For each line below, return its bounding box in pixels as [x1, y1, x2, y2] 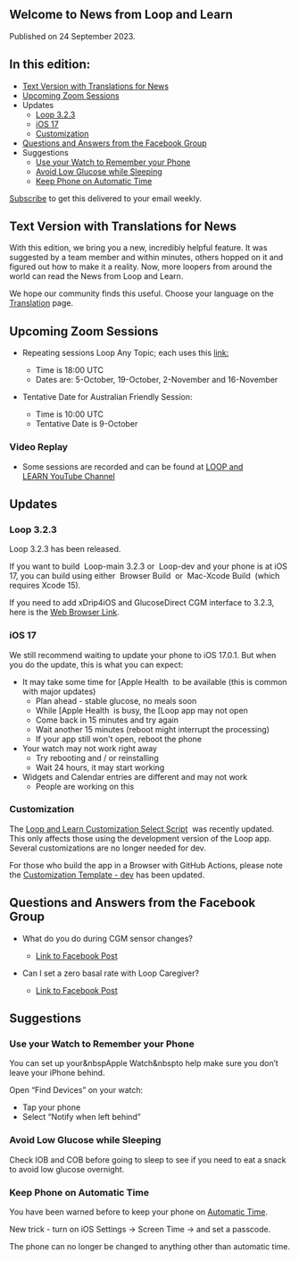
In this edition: [9, 57, 91, 72]
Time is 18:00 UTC [35, 365, 104, 376]
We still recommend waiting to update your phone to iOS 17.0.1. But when [9, 649, 277, 660]
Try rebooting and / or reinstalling [35, 752, 159, 763]
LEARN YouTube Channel [21, 470, 116, 481]
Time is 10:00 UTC [35, 409, 104, 419]
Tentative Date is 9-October [35, 419, 138, 429]
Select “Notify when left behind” [21, 1112, 141, 1122]
